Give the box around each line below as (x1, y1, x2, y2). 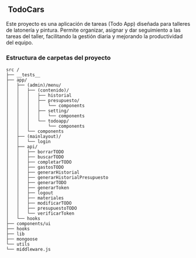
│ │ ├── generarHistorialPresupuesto (6, 175, 109, 181)
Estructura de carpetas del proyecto (6, 53, 111, 62)
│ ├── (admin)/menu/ (6, 82, 61, 89)
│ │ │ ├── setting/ (6, 108, 69, 114)
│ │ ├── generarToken (6, 185, 69, 191)
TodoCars (8, 5, 45, 15)
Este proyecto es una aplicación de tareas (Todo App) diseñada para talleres (6, 20, 191, 27)
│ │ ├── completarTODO (6, 159, 72, 165)
